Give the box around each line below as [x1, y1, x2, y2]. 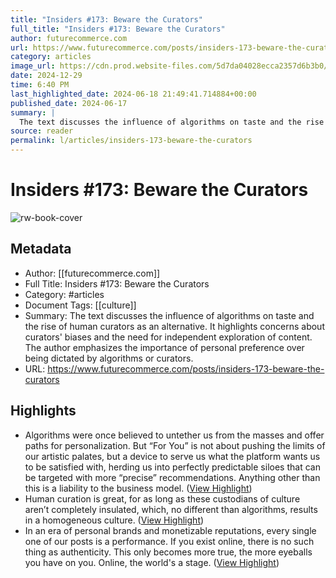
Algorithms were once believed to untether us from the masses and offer [24, 429, 325, 441]
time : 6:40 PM [10, 80, 70, 90]
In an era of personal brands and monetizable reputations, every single [24, 524, 317, 536]
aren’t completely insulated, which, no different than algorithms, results [24, 503, 318, 515]
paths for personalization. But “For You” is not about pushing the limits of [24, 439, 326, 451]
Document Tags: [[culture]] [24, 299, 137, 311]
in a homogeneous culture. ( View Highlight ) [24, 514, 205, 526]
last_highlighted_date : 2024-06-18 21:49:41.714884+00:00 [10, 89, 257, 99]
